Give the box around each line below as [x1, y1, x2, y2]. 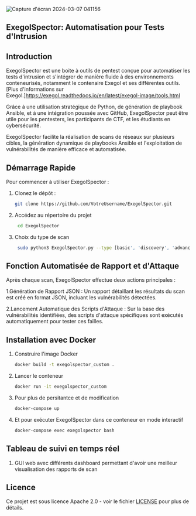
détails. [6, 504, 24, 511]
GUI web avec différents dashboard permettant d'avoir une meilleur [14, 459, 177, 466]
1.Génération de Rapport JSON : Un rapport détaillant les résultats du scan [6, 288, 185, 295]
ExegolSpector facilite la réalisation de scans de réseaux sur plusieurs [6, 134, 175, 141]
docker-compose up [14, 406, 60, 412]
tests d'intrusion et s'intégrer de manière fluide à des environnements [6, 73, 174, 80]
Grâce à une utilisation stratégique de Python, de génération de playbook [6, 103, 183, 111]
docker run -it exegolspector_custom [14, 384, 107, 389]
